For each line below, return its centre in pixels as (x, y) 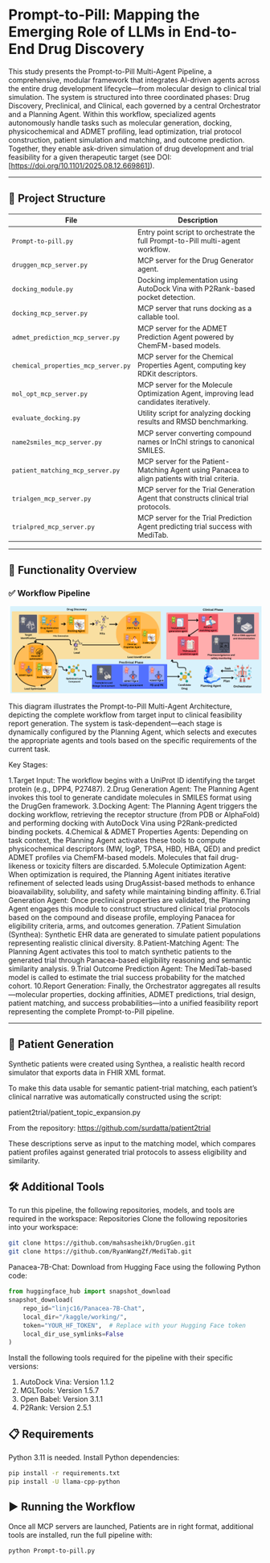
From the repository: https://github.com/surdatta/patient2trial (110, 1128)
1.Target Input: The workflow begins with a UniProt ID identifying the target (132, 780)
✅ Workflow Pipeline (49, 593)
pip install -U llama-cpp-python (64, 1482)
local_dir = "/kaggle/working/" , (75, 1317)
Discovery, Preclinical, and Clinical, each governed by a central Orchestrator (135, 106)
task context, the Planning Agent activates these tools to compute (117, 840)
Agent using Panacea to (209, 470)
